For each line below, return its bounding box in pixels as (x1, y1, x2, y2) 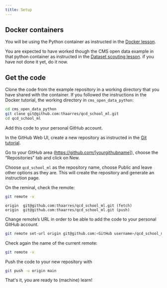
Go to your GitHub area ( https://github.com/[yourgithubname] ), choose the (5, 149, 158, 155)
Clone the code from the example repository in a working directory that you (5, 86, 160, 92)
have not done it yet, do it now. (5, 59, 69, 65)
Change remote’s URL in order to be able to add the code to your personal (5, 216, 157, 222)
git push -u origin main (5, 268, 57, 273)
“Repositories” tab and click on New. (5, 154, 80, 160)
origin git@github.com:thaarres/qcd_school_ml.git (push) (5, 207, 130, 213)
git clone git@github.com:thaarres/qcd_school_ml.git (5, 111, 119, 117)
